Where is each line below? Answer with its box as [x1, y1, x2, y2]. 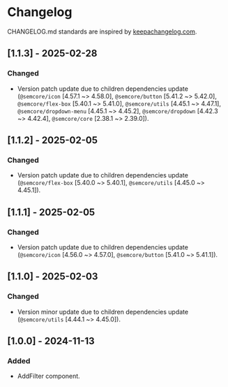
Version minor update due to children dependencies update [17, 307, 189, 316]
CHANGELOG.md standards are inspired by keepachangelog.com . [7, 27, 197, 36]
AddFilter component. [17, 372, 80, 381]
